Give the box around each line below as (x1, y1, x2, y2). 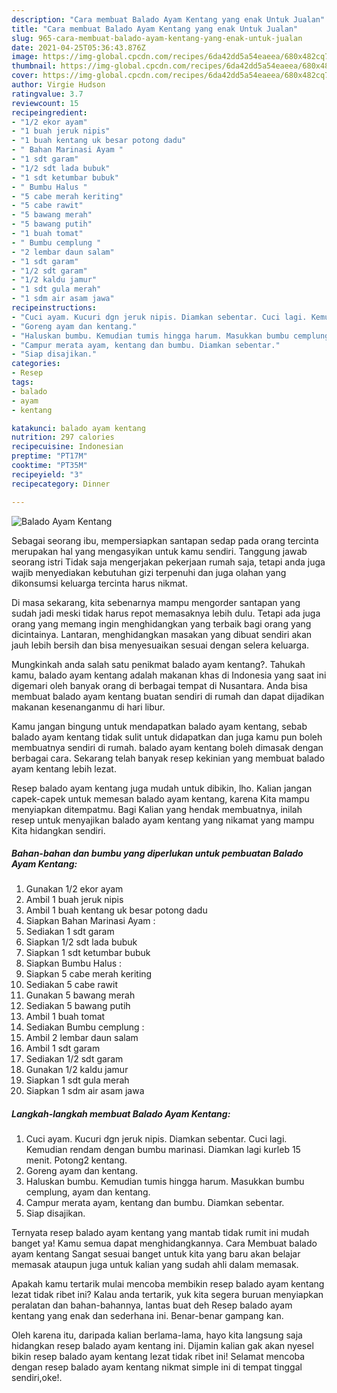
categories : (11, 359, 61, 369)
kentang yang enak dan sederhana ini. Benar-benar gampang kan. (11, 1310, 284, 1322)
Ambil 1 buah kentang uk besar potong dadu (25, 904, 208, 916)
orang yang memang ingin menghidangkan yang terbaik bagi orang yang (11, 617, 312, 630)
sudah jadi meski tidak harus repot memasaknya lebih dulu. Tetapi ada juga (11, 607, 321, 619)
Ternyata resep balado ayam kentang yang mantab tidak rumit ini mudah (11, 1227, 310, 1239)
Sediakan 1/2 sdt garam (25, 1053, 124, 1065)
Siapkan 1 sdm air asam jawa (25, 1085, 145, 1097)
